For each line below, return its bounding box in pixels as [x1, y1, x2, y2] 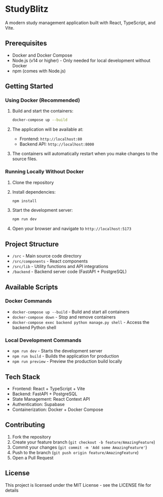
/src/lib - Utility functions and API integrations [12, 263, 109, 269]
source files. [12, 156, 38, 162]
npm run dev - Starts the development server [12, 348, 103, 354]
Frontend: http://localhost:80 [19, 136, 82, 142]
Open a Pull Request [12, 455, 54, 461]
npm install [12, 198, 37, 204]
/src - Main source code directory [12, 253, 82, 259]
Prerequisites [5, 39, 47, 48]
